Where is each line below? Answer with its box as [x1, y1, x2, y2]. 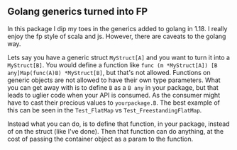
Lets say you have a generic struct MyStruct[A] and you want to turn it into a [7, 53, 231, 62]
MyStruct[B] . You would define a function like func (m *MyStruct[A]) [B [7, 60, 218, 69]
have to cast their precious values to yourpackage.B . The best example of [7, 98, 221, 107]
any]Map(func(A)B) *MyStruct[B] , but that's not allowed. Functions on [7, 68, 211, 76]
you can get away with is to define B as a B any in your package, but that [7, 83, 219, 91]
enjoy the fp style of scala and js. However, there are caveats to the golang [7, 32, 226, 40]
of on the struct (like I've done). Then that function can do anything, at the [7, 127, 224, 135]
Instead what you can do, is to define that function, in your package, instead [7, 120, 230, 128]
